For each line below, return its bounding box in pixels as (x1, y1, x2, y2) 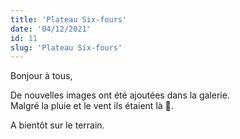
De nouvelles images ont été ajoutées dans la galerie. (10, 89, 230, 101)
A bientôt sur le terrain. (10, 119, 105, 131)
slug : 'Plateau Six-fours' (10, 42, 123, 53)
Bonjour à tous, (10, 70, 73, 82)
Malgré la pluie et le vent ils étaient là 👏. (10, 100, 174, 112)
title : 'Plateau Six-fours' (10, 14, 128, 25)
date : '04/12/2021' (10, 24, 92, 34)
